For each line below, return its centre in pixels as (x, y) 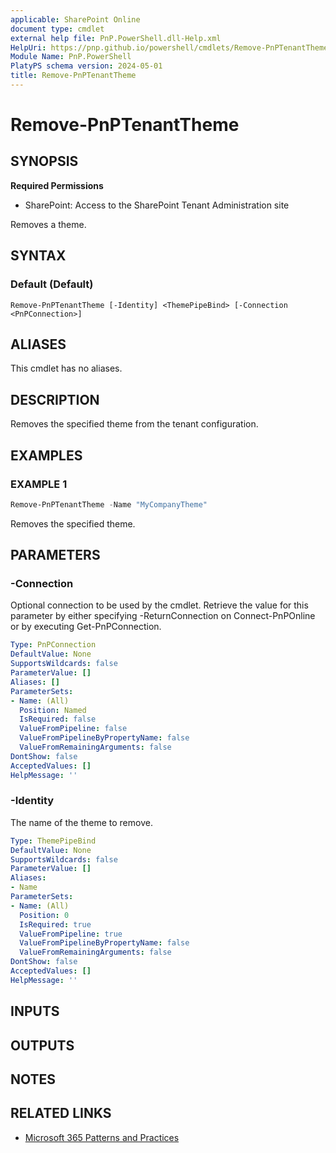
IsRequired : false (58, 719)
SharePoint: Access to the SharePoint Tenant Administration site (157, 205)
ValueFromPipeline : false (73, 729)
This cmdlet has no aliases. (66, 368)
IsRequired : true (55, 924)
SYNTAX (38, 256)
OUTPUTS (42, 1045)
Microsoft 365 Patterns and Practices (102, 1137)
